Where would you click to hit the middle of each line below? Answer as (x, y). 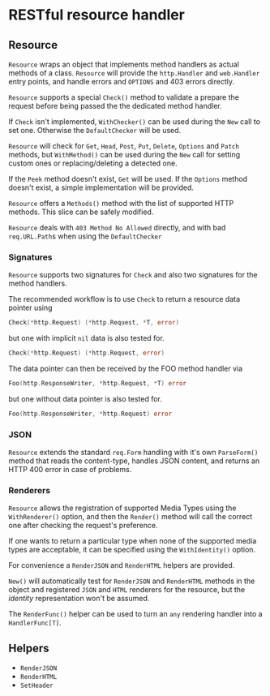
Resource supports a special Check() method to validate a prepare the (124, 97)
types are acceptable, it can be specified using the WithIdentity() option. (132, 550)
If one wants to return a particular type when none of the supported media (133, 541)
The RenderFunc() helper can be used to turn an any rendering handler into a (135, 614)
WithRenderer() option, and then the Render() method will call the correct (131, 517)
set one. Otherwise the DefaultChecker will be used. (95, 130)
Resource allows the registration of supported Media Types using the (122, 508)
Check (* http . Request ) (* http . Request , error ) (86, 353)
